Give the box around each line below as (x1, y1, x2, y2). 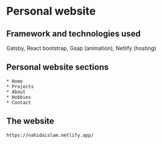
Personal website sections (6, 62, 109, 72)
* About (6, 89, 26, 95)
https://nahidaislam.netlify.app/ (6, 132, 94, 138)
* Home (6, 78, 23, 84)
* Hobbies (6, 94, 32, 100)
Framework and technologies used (6, 29, 141, 39)
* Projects (6, 83, 34, 89)
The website (6, 116, 55, 126)
